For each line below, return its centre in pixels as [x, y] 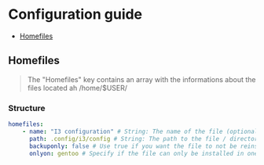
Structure [27, 108]
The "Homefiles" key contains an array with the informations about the [141, 79]
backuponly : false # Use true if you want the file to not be [133, 146]
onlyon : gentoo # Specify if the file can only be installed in [136, 153]
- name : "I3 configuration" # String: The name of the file [123, 131]
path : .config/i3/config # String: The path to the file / [127, 138]
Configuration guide [75, 14]
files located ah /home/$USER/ [77, 88]
